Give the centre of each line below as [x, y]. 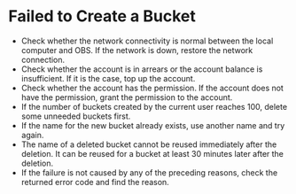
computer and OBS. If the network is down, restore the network [137, 50]
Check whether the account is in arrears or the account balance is [142, 69]
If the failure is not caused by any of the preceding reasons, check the [149, 172]
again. [32, 135]
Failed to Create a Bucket [102, 16]
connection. [43, 59]
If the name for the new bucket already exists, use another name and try [153, 125]
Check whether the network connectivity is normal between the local [147, 41]
